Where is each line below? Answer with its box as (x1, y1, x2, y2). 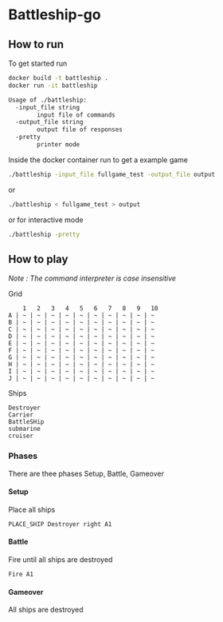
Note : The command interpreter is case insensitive (8, 273, 177, 283)
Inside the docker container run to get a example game (8, 154, 189, 165)
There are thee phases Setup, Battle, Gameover (8, 468, 165, 478)
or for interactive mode (8, 214, 84, 225)
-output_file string (15, 118, 84, 126)
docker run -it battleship (8, 82, 98, 90)
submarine (8, 425, 41, 433)
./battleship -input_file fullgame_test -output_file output (8, 170, 216, 178)
